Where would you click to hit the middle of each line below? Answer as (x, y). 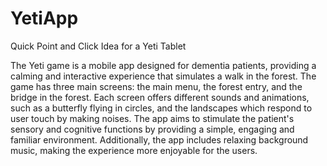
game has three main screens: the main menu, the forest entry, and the (156, 86)
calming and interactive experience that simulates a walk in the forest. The (163, 76)
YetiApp (44, 18)
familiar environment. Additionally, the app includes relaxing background (159, 139)
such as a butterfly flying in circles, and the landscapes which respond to (161, 108)
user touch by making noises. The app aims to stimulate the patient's (152, 118)
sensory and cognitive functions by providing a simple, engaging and (152, 129)
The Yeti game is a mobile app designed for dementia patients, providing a (163, 65)
